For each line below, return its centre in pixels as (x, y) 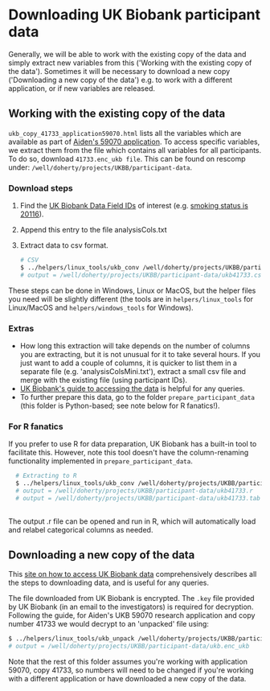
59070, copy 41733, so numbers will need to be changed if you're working (131, 670)
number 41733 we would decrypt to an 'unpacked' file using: (108, 624)
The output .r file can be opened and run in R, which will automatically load (132, 521)
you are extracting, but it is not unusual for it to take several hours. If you (140, 354)
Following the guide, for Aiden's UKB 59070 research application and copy (132, 615)
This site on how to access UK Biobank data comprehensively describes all (133, 574)
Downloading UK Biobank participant (135, 15)
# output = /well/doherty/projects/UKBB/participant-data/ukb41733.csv (142, 275)
